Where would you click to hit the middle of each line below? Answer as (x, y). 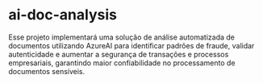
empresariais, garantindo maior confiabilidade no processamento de (122, 63)
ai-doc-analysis (63, 15)
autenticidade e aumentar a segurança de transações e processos (119, 54)
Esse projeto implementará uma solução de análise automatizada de (122, 37)
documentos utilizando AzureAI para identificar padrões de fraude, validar (131, 45)
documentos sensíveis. (47, 71)
